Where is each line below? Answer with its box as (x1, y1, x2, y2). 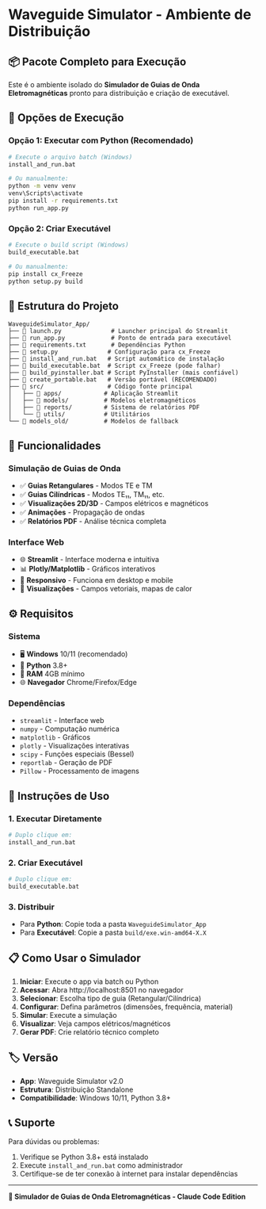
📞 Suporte (8, 1116, 55, 1130)
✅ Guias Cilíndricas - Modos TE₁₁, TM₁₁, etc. (19, 489, 165, 499)
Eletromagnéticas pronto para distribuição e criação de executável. (8, 89, 230, 98)
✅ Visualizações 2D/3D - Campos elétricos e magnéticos (19, 498, 209, 508)
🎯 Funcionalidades (8, 438, 101, 453)
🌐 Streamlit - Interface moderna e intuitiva (19, 555, 160, 564)
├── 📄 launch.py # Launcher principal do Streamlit (8, 327, 228, 335)
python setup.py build (8, 277, 83, 285)
